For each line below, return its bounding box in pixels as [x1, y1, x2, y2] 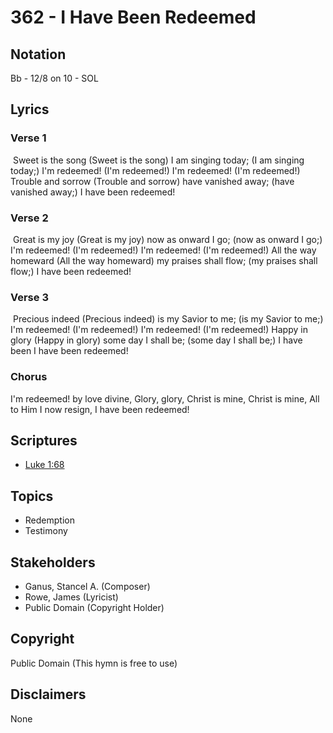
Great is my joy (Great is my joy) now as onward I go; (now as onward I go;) [12, 233, 323, 245]
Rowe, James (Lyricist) [24, 591, 119, 603]
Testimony [24, 525, 68, 537]
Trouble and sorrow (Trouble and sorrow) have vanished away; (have [10, 175, 295, 187]
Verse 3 [10, 290, 49, 304]
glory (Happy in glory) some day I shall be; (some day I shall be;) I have [10, 334, 303, 346]
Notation [10, 46, 67, 63]
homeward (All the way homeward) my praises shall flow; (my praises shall [10, 254, 318, 266]
